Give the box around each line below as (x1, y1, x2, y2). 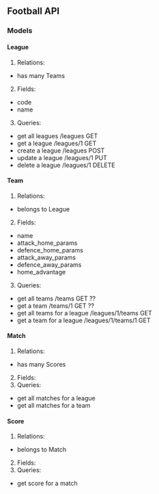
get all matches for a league (16, 393, 96, 402)
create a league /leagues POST (16, 146, 105, 155)
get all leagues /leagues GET (16, 131, 98, 140)
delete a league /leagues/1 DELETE (16, 161, 115, 169)
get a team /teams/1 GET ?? (16, 301, 94, 310)
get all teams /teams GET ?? (16, 294, 96, 302)
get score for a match (16, 479, 78, 488)
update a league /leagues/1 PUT (16, 153, 108, 161)
